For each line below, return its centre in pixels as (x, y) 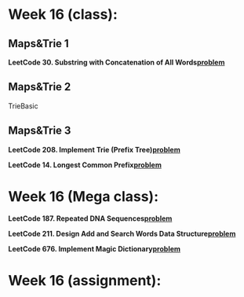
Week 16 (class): (63, 15)
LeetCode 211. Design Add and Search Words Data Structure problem (122, 233)
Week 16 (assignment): (85, 280)
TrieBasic (24, 106)
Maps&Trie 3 (40, 131)
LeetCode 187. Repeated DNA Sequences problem (90, 218)
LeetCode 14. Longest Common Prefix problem (85, 165)
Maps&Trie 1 (38, 44)
